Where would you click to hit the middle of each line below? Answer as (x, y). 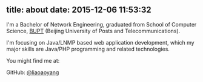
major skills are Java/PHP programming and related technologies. (88, 49)
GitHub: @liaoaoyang (33, 72)
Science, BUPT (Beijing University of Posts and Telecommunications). (93, 31)
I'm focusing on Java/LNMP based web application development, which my (101, 42)
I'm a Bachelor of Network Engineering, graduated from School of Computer (101, 24)
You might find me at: (33, 60)
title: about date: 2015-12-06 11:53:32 (79, 10)
